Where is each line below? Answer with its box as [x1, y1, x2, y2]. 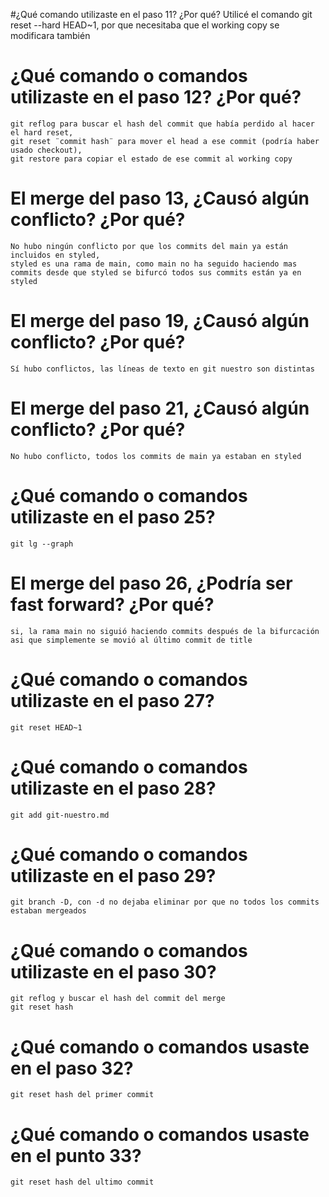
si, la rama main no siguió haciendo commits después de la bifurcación [10, 626, 320, 636]
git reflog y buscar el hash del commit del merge [10, 994, 226, 1004]
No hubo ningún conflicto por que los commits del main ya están [10, 241, 288, 251]
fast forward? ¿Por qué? [10, 593, 215, 616]
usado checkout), [10, 145, 83, 155]
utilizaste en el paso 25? [10, 505, 216, 528]
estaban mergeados [10, 906, 87, 916]
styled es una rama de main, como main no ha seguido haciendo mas [10, 259, 298, 269]
